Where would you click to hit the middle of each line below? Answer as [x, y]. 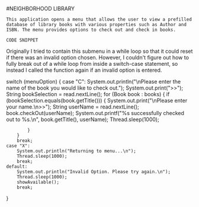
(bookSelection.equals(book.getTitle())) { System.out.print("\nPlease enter [97, 101]
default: [17, 167]
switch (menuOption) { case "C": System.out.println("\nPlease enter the [94, 82]
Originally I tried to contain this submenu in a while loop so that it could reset [99, 51]
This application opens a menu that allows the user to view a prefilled [99, 20]
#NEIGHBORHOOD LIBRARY [41, 9]
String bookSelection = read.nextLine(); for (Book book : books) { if [88, 94]
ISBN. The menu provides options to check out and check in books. [91, 30]
